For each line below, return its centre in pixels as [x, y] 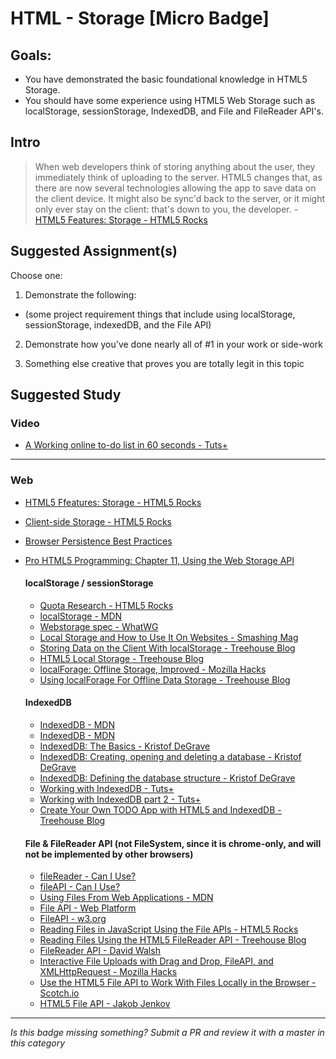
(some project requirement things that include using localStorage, [160, 314]
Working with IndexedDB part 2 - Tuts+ [120, 799]
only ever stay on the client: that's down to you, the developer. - [166, 209]
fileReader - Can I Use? [88, 876]
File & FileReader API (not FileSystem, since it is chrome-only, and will [173, 843]
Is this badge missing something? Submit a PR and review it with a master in [167, 1033]
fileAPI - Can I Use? [80, 887]
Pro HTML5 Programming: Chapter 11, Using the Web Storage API [159, 560]
